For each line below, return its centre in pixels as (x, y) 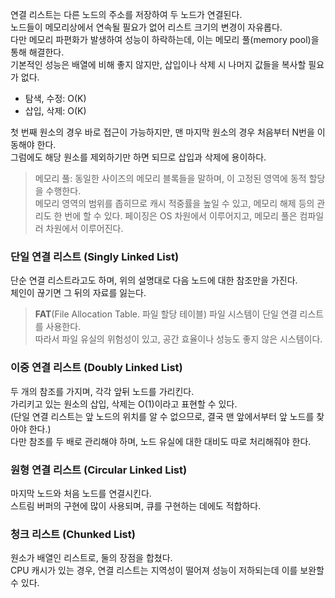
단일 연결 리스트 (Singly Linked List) (95, 256)
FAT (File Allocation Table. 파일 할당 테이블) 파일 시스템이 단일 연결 (166, 314)
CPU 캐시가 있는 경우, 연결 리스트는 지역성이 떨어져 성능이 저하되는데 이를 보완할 (167, 570)
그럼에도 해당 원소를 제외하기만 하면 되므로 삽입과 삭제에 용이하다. (138, 157)
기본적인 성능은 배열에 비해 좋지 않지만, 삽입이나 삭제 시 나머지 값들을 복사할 (158, 64)
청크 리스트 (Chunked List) (73, 534)
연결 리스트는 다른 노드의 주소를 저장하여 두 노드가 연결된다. (126, 14)
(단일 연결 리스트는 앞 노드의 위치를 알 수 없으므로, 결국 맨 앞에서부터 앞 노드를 (162, 416)
